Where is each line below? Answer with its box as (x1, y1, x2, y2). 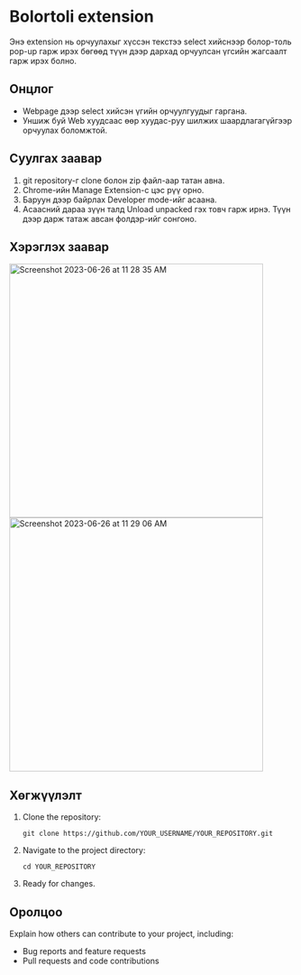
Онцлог (9, 81, 54, 97)
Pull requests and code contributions (22, 955, 160, 966)
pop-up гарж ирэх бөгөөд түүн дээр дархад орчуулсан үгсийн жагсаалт (9, 45, 287, 56)
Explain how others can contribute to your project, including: (9, 928, 234, 939)
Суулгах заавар (9, 151, 103, 166)
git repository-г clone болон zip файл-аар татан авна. (22, 174, 225, 186)
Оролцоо (9, 905, 63, 920)
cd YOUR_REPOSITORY (22, 862, 96, 872)
